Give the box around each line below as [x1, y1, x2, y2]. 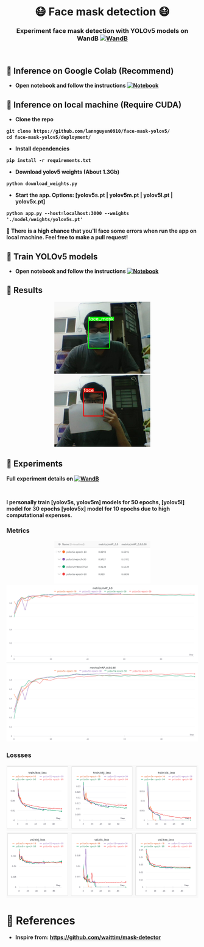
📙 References [6, 914, 76, 928]
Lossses [6, 751, 32, 759]
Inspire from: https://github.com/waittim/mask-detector [15, 934, 161, 941]
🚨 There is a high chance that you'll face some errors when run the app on [6, 227, 197, 234]
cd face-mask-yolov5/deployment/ [6, 135, 91, 141]
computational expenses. [6, 511, 72, 519]
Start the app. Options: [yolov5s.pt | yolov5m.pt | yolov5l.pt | [15, 191, 173, 199]
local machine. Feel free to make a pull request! [6, 234, 128, 241]
